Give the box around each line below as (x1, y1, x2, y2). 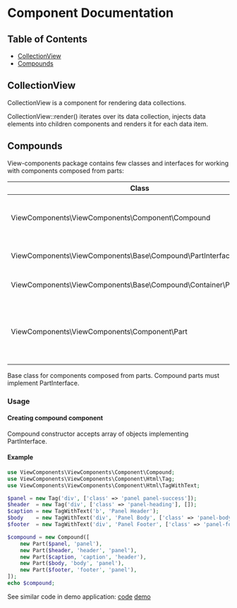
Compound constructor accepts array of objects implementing (7, 429, 189, 438)
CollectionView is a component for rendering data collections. (7, 98, 187, 107)
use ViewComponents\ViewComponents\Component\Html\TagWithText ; (7, 482, 200, 489)
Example (7, 453, 34, 462)
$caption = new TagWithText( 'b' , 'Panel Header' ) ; (7, 508, 159, 515)
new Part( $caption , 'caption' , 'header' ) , (20, 553, 147, 561)
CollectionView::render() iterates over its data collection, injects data (7, 112, 206, 121)
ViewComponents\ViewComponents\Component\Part (11, 326, 188, 336)
